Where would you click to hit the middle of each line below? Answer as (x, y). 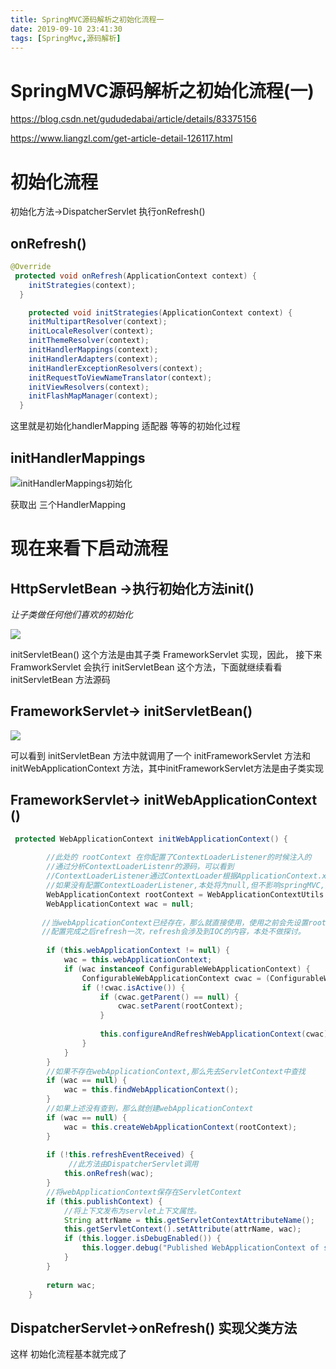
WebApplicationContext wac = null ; (120, 904)
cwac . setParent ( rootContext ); (180, 1006)
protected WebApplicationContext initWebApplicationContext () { (151, 839)
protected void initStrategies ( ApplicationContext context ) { (160, 312)
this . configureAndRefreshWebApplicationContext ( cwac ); (216, 1034)
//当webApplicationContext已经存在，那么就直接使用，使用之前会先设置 (175, 922)
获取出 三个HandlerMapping (68, 504)
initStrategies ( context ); (82, 285)
